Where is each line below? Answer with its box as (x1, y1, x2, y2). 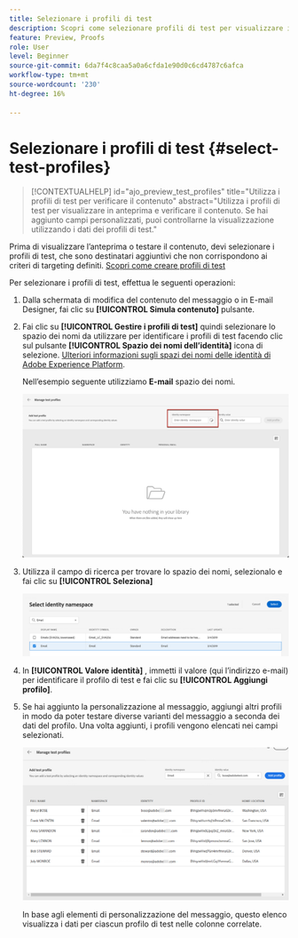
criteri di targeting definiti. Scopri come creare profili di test (9, 261, 226, 271)
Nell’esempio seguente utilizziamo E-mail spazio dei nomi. (21, 376, 236, 387)
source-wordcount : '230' (9, 80, 101, 89)
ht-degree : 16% (9, 89, 66, 98)
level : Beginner (9, 52, 69, 61)
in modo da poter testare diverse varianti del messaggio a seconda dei (21, 710, 280, 721)
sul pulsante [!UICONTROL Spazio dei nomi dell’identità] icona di (21, 341, 263, 351)
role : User (9, 43, 50, 52)
